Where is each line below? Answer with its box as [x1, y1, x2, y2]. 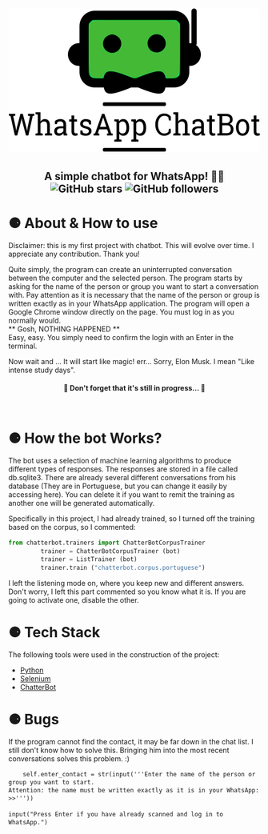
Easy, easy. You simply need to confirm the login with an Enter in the [8, 332, 234, 342]
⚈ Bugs [8, 711, 60, 728]
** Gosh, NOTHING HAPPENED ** [8, 324, 120, 334]
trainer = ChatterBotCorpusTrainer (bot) [40, 547, 181, 555]
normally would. [8, 315, 62, 325]
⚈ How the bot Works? [8, 429, 162, 447]
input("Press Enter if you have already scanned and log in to [8, 811, 224, 819]
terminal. [8, 341, 38, 351]
